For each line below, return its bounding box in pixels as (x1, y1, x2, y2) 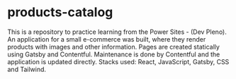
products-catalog (7, 4, 113, 20)
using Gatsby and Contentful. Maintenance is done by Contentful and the (7, 50, 220, 59)
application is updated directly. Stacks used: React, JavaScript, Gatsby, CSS (7, 57, 230, 66)
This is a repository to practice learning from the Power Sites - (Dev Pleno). (7, 28, 227, 36)
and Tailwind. (7, 65, 47, 73)
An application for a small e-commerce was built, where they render (7, 35, 206, 43)
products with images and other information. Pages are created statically (7, 42, 220, 51)
